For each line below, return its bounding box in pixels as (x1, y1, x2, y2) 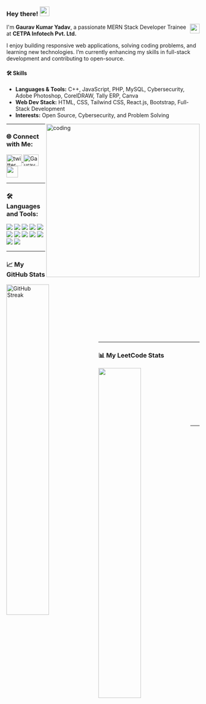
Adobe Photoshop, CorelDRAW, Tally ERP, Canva (15, 92, 139, 99)
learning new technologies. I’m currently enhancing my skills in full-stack (6, 48, 191, 56)
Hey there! (6, 9, 39, 18)
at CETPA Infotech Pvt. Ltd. (6, 30, 77, 37)
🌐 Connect (6, 132, 39, 141)
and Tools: (6, 209, 39, 218)
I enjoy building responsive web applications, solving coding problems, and (6, 42, 196, 49)
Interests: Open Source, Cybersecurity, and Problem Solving (15, 111, 170, 119)
